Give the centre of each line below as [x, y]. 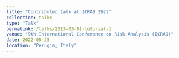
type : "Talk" [23, 23]
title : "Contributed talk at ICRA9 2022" [59, 12]
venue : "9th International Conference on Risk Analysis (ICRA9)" [90, 34]
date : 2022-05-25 [28, 40]
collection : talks [29, 18]
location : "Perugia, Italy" [42, 46]
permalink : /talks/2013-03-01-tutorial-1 [59, 29]
